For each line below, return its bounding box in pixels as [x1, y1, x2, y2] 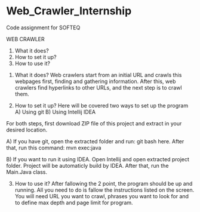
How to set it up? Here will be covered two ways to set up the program [14, 102, 189, 109]
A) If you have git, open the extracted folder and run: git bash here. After [6, 137, 184, 145]
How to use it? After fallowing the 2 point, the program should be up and [14, 180, 193, 187]
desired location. [6, 126, 48, 133]
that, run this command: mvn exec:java [6, 144, 101, 151]
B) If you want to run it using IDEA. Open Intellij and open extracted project [6, 155, 190, 162]
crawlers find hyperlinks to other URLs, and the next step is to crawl [14, 84, 182, 91]
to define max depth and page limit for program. [14, 199, 133, 206]
